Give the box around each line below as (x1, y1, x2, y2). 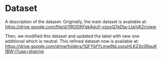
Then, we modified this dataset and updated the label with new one (5, 33, 140, 39)
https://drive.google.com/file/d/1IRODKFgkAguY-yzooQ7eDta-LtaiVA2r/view (5, 24, 157, 29)
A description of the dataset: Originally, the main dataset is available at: (5, 19, 147, 24)
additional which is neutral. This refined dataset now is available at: (5, 38, 139, 44)
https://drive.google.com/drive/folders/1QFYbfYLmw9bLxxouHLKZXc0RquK (5, 43, 157, 49)
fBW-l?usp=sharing (5, 48, 44, 54)
